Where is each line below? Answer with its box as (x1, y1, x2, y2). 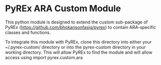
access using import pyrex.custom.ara (5, 54, 83, 60)
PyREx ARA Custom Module (5, 3, 121, 14)
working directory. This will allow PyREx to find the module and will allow (5, 49, 153, 55)
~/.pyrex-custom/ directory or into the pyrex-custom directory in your (5, 44, 146, 50)
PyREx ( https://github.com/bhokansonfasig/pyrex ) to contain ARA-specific (5, 24, 156, 30)
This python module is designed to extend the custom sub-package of (5, 19, 148, 25)
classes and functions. (5, 29, 51, 35)
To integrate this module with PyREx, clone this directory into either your (5, 39, 152, 44)
